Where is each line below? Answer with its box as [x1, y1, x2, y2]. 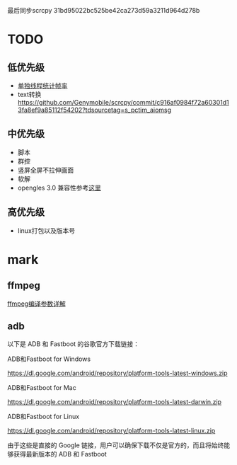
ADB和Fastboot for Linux [7, 413, 80, 421]
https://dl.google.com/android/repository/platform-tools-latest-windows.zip [7, 369, 228, 377]
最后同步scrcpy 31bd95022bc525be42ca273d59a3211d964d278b [7, 6, 200, 14]
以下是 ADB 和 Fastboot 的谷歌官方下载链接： [7, 340, 140, 348]
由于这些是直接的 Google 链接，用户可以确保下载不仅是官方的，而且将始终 [7, 441, 224, 449]
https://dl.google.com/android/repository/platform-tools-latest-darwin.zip [7, 398, 221, 406]
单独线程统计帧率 [17, 81, 68, 90]
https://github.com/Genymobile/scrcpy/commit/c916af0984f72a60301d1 [17, 98, 230, 106]
